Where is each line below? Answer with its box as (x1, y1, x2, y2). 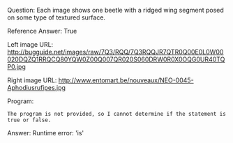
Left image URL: (7, 40, 54, 48)
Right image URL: (7, 76, 57, 84)
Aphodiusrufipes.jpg (7, 84, 66, 91)
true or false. (7, 116, 52, 123)
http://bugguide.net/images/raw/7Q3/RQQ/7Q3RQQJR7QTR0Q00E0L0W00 (7, 48, 224, 56)
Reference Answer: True (7, 27, 77, 35)
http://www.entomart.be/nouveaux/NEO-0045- (58, 76, 194, 84)
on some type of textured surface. (7, 13, 106, 22)
